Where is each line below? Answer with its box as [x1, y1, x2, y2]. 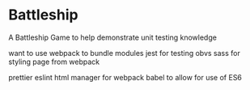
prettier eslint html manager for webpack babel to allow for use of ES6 [8, 72, 243, 82]
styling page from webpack [8, 57, 100, 66]
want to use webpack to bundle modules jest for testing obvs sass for [8, 48, 241, 58]
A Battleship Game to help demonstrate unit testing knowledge [8, 32, 217, 42]
